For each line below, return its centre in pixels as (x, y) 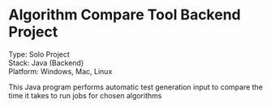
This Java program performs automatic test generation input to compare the (136, 87)
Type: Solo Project (39, 54)
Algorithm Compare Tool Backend (125, 15)
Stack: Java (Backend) (46, 63)
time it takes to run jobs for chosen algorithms (85, 95)
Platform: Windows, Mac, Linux (60, 71)
